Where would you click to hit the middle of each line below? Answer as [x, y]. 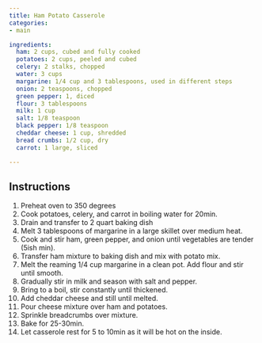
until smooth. [42, 273]
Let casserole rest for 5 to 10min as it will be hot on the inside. [121, 332]
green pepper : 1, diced [55, 96]
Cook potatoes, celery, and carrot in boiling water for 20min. [119, 214]
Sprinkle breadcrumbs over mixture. [79, 315]
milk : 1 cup [36, 111]
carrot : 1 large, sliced [57, 147]
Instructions [40, 187]
